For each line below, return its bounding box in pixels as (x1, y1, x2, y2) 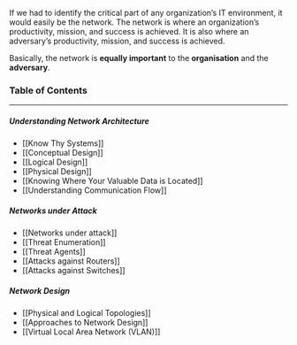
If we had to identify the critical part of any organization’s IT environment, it (9, 8, 283, 18)
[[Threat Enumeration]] (21, 237, 106, 248)
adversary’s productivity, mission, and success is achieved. (9, 35, 225, 46)
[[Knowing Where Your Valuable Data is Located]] (21, 176, 203, 187)
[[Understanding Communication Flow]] (21, 185, 167, 195)
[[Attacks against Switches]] (21, 265, 126, 276)
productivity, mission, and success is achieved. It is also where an (9, 27, 249, 36)
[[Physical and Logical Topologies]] (21, 308, 152, 318)
